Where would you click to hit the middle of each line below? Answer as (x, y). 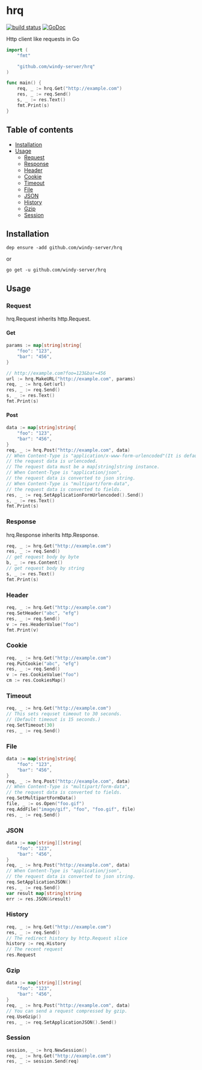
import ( (17, 50)
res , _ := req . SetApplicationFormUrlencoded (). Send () (75, 495)
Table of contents (40, 130)
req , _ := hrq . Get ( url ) (36, 384)
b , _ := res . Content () (35, 563)
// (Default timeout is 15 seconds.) (54, 720)
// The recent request (35, 949)
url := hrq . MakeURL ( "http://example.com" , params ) (71, 379)
